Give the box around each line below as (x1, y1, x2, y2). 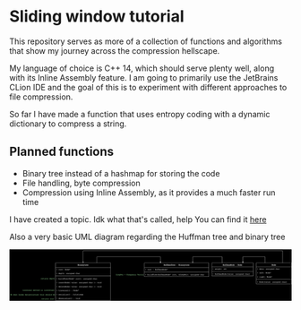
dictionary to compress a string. (9, 118, 127, 129)
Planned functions (9, 144, 115, 159)
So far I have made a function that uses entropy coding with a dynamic (9, 108, 271, 119)
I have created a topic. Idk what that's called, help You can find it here (9, 213, 267, 225)
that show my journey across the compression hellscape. (9, 45, 220, 56)
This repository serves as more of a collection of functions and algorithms (9, 36, 282, 47)
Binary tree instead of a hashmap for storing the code (21, 168, 220, 178)
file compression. (9, 91, 73, 102)
